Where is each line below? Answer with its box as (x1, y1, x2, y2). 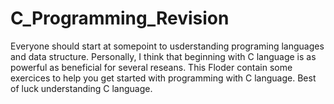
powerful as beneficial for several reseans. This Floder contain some (10, 61, 293, 73)
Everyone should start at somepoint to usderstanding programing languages (10, 40, 325, 52)
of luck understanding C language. (10, 82, 153, 94)
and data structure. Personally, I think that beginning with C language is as (10, 50, 317, 62)
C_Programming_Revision (10, 7, 230, 30)
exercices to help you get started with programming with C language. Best (10, 72, 317, 84)
